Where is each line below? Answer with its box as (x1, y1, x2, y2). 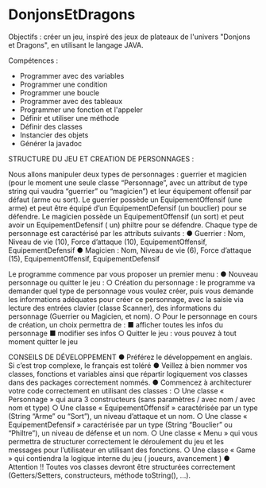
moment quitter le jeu (8, 336, 78, 347)
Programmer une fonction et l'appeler (19, 105, 143, 114)
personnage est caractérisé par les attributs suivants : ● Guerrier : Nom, (8, 228, 246, 238)
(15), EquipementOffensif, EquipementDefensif (8, 254, 160, 263)
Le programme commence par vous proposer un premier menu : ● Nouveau (8, 269, 259, 279)
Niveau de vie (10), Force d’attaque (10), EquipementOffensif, (8, 237, 208, 246)
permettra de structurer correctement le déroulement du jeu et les (8, 436, 225, 446)
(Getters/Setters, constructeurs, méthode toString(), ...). (8, 471, 191, 480)
